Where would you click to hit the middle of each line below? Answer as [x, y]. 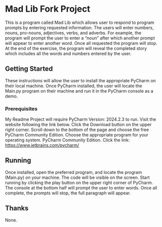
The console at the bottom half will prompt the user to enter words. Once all [81, 188]
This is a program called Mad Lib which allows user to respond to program [80, 22]
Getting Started [29, 69]
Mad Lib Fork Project [48, 9]
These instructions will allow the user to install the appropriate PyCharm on [81, 80]
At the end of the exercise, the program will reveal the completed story [76, 48]
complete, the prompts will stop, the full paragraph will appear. [68, 193]
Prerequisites [21, 109]
